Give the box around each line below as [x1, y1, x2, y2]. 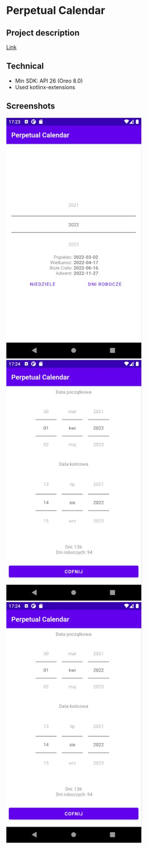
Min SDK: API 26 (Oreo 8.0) [14, 77, 83, 84]
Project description [6, 28, 80, 38]
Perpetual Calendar [6, 4, 105, 17]
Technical [6, 61, 44, 71]
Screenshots [6, 101, 55, 112]
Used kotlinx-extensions [14, 83, 75, 91]
